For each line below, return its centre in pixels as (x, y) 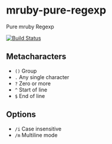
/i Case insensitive (38, 129)
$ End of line (30, 96)
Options (21, 115)
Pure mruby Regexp (30, 27)
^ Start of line (31, 90)
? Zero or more (33, 83)
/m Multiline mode (36, 135)
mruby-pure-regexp (56, 10)
